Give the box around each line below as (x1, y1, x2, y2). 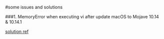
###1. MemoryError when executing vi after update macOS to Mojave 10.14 (5, 14, 159, 19)
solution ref (5, 29, 29, 34)
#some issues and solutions (5, 4, 63, 10)
